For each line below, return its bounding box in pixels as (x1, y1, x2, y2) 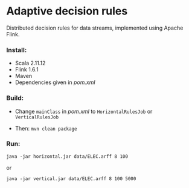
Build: (6, 94, 24, 102)
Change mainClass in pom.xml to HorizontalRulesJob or (14, 108, 153, 115)
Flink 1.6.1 (14, 66, 39, 73)
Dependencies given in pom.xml (14, 79, 95, 86)
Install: (6, 45, 27, 54)
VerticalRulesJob (14, 114, 59, 120)
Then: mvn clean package (14, 125, 77, 132)
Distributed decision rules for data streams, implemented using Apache (6, 24, 184, 31)
